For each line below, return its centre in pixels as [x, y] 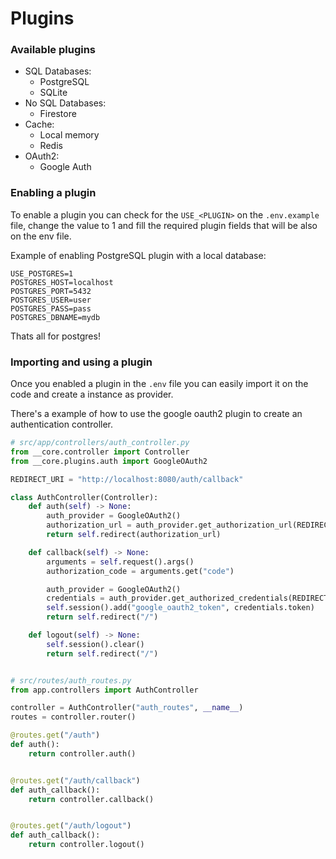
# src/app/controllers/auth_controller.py [100, 443]
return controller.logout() [86, 845]
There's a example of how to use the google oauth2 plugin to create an [156, 414]
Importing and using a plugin [81, 362]
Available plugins [53, 50]
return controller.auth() [82, 753]
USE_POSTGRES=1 [42, 273]
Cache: [39, 124]
